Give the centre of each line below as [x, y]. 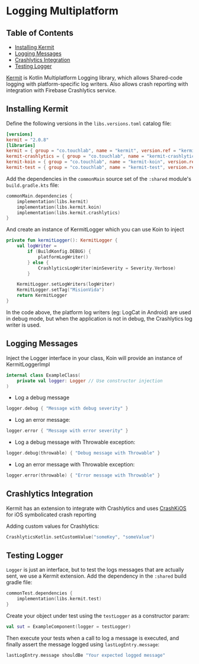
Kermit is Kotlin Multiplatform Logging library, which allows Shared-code [94, 78]
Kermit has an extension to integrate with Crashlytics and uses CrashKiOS [96, 508]
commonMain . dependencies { [39, 196]
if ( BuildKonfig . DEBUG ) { [60, 252]
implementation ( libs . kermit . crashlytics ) [68, 212]
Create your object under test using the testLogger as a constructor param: [98, 616]
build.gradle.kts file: [33, 185]
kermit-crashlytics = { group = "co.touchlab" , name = [75, 156]
